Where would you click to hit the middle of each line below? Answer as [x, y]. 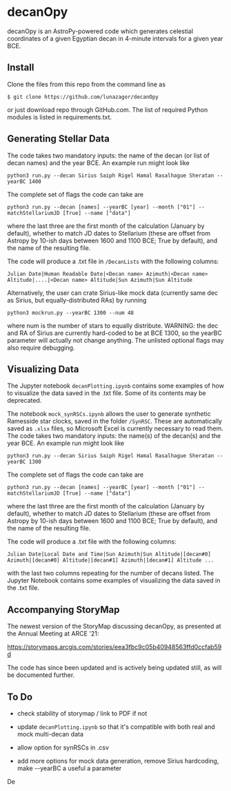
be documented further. [41, 675]
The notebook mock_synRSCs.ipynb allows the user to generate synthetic [109, 414]
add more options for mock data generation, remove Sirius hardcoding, [118, 761]
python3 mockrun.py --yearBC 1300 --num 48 [71, 313]
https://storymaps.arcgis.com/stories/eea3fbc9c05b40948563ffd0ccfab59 [114, 647]
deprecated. [24, 401]
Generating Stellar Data [59, 139]
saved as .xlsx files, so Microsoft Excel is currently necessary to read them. [115, 428]
